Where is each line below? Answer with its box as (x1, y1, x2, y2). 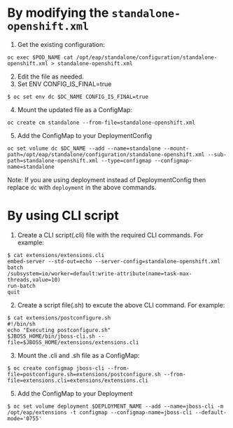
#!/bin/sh (7, 320, 36, 327)
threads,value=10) (7, 276, 61, 283)
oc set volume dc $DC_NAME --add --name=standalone (7, 145, 161, 152)
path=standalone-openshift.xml (7, 157, 99, 164)
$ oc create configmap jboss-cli (7, 364, 105, 372)
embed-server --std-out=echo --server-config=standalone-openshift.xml (7, 258, 220, 265)
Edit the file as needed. (17, 72, 84, 81)
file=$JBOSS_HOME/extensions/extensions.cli (7, 338, 139, 346)
